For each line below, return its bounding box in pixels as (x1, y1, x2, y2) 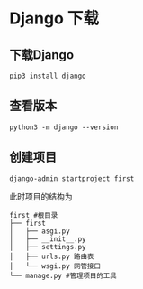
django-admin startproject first (9, 173, 135, 183)
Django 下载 (9, 8, 99, 29)
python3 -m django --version (9, 123, 119, 132)
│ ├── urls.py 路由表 (9, 252, 94, 261)
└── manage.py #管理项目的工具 (9, 271, 117, 280)
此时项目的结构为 (9, 191, 73, 201)
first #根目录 (9, 210, 58, 219)
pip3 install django (9, 71, 87, 80)
